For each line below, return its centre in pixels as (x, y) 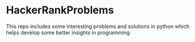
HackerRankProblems (60, 10)
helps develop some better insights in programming (68, 32)
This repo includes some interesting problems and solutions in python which (98, 26)
